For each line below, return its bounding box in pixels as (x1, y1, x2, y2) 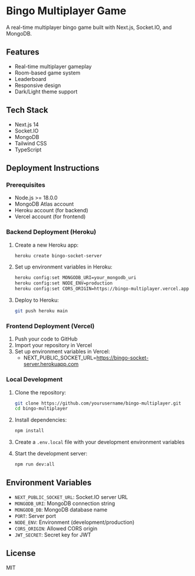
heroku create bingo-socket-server (14, 253, 103, 258)
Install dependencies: (14, 416, 67, 423)
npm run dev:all (14, 461, 55, 468)
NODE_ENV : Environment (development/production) (14, 519, 135, 526)
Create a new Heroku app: (14, 241, 79, 248)
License (6, 548, 36, 558)
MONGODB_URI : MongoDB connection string (14, 500, 115, 507)
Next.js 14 (14, 121, 39, 128)
